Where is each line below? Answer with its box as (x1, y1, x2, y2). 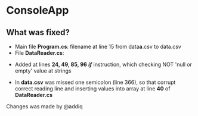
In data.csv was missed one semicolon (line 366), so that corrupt (14, 79, 176, 86)
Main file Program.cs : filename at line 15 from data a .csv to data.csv (14, 43, 182, 50)
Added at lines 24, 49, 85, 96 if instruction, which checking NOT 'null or (14, 61, 193, 68)
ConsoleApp (6, 4, 69, 17)
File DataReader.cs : (14, 49, 64, 57)
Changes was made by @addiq (6, 103, 83, 110)
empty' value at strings (14, 67, 72, 74)
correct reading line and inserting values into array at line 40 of (14, 85, 171, 92)
